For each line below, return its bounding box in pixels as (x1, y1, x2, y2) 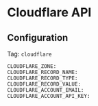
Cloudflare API (7, 5, 92, 20)
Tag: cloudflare (7, 50, 53, 58)
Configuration (7, 32, 69, 43)
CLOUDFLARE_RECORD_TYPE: (7, 75, 78, 82)
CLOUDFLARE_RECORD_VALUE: (7, 81, 81, 88)
